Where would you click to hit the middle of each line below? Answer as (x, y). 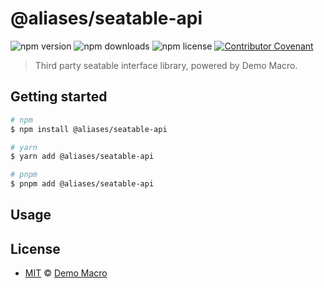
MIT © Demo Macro (66, 273)
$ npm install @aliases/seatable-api (89, 129)
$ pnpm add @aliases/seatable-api (82, 184)
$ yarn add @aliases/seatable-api (82, 157)
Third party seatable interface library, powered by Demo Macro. (166, 65)
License (35, 248)
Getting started (59, 97)
